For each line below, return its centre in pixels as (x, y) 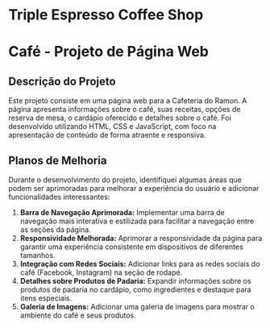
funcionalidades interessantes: (59, 197)
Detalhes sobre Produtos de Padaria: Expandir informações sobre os (135, 281)
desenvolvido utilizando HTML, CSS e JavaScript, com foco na (112, 127)
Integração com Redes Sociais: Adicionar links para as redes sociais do (140, 264)
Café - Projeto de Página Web (109, 52)
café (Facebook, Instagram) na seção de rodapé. (101, 272)
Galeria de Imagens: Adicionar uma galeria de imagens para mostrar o (137, 307)
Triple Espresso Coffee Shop (106, 15)
